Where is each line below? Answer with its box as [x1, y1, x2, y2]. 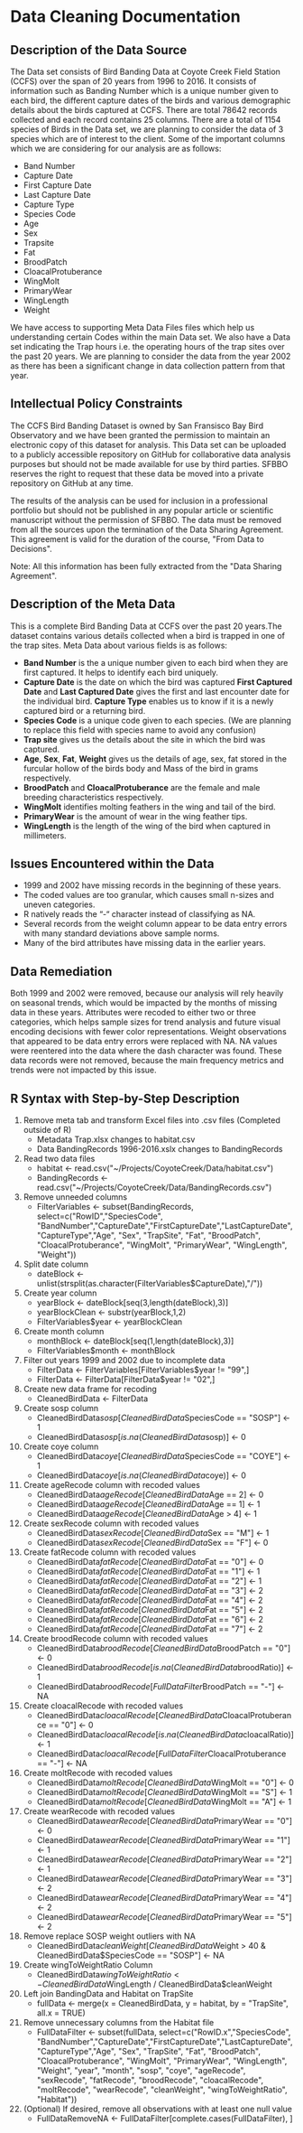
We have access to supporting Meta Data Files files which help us [10, 323, 255, 332]
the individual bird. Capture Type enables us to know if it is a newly [23, 696, 274, 706]
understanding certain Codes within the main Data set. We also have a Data [10, 332, 291, 342]
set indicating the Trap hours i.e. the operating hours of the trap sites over [10, 341, 285, 351]
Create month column [23, 1326, 105, 1337]
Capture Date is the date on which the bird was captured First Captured [23, 676, 293, 688]
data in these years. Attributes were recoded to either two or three [10, 1007, 256, 1018]
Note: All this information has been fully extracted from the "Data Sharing [10, 560, 282, 571]
